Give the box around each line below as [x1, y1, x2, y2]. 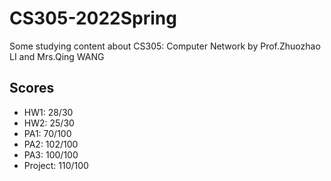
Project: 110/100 [23, 159, 89, 171]
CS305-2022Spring [9, 7, 177, 30]
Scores [9, 80, 55, 97]
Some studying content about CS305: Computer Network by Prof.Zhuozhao [9, 40, 321, 52]
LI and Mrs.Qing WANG [9, 50, 105, 62]
